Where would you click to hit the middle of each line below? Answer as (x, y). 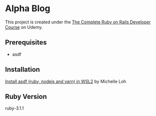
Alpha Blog (28, 9)
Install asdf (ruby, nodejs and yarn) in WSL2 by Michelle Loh (66, 81)
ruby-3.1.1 (14, 108)
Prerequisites (26, 43)
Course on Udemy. (24, 27)
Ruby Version (26, 96)
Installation (22, 69)
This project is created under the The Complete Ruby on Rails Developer (78, 22)
